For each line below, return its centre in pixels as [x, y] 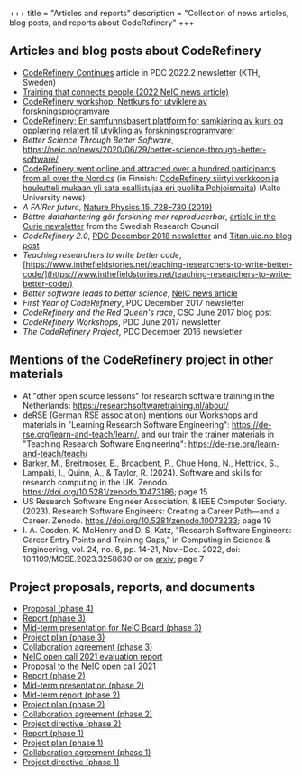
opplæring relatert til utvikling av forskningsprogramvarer [128, 130]
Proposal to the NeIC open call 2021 [89, 666]
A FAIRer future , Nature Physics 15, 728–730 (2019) [117, 207]
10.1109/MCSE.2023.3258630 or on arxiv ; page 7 [113, 559]
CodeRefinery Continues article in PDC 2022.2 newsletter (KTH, [141, 72]
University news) [54, 197]
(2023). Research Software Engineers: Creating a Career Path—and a [151, 511]
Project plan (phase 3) [64, 637]
